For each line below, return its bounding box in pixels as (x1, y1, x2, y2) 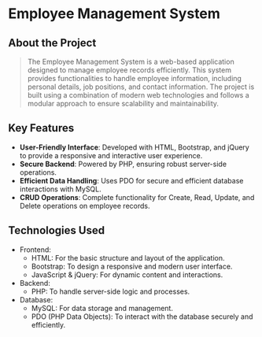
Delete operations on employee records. (19, 201, 150, 210)
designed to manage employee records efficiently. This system (27, 65, 232, 75)
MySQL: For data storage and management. (31, 303, 173, 313)
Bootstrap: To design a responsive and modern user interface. (31, 261, 233, 271)
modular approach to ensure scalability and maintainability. (27, 99, 219, 108)
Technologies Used (8, 224, 105, 237)
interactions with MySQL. (19, 184, 102, 194)
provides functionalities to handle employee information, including (27, 74, 242, 83)
